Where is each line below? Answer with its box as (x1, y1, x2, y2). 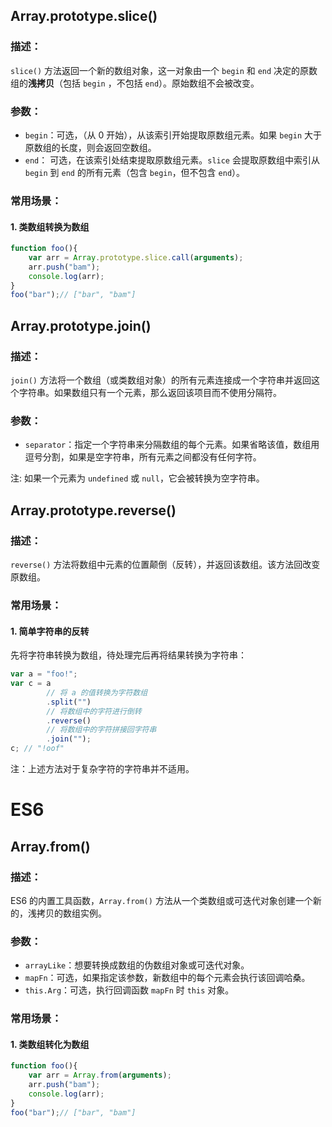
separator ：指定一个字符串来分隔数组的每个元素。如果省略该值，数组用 (24, 439, 320, 451)
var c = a (10, 679, 52, 689)
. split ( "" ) (46, 697, 92, 707)
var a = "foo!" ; (10, 669, 78, 679)
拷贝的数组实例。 (36, 907, 107, 919)
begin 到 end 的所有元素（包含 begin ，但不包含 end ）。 (24, 166, 246, 178)
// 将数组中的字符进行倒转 (46, 706, 142, 716)
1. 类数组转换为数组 (10, 220, 90, 233)
